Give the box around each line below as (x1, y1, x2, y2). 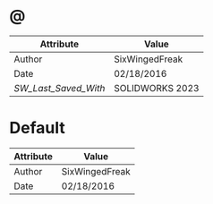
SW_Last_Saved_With (13, 81, 106, 94)
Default (9, 118, 65, 139)
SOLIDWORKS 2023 (113, 81, 200, 94)
